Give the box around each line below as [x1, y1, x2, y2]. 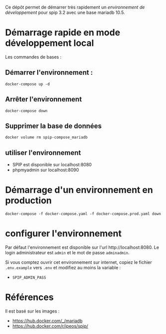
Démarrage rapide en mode [5, 27, 120, 38]
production [5, 195, 52, 206]
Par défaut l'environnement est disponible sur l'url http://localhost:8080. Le [5, 244, 159, 250]
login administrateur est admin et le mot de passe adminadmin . [5, 250, 130, 256]
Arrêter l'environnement [5, 95, 82, 104]
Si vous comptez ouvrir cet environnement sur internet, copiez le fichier [5, 259, 153, 265]
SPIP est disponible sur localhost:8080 [12, 162, 92, 168]
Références [5, 292, 54, 303]
